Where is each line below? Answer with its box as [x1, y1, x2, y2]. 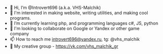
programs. [9, 15, 31, 21]
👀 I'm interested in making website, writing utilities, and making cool [9, 10, 148, 16]
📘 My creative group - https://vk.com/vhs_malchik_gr [9, 43, 119, 49]
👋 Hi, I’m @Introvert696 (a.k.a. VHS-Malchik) [9, 5, 101, 10]
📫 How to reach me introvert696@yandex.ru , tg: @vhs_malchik [9, 36, 140, 42]
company [9, 31, 29, 36]
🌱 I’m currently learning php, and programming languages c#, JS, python [9, 20, 159, 26]
